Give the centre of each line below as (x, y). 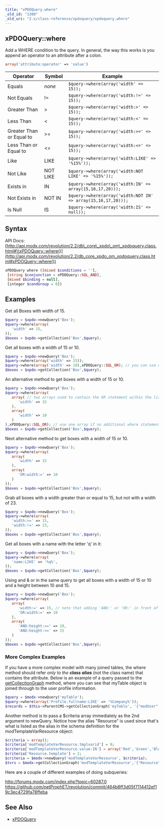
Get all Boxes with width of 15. (35, 311)
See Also (19, 807)
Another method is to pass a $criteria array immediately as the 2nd (72, 716)
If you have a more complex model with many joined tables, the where (75, 667)
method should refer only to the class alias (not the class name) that (74, 673)
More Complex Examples (35, 657)
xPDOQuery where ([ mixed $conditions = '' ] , (51, 270)
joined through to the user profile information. (51, 688)
